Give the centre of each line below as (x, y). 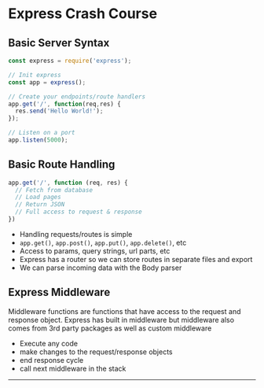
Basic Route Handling (62, 165)
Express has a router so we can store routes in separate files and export (136, 259)
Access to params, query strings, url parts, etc (95, 251)
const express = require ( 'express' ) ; (70, 61)
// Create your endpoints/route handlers (77, 96)
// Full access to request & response (79, 212)
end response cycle (51, 360)
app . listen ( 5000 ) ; (38, 140)
